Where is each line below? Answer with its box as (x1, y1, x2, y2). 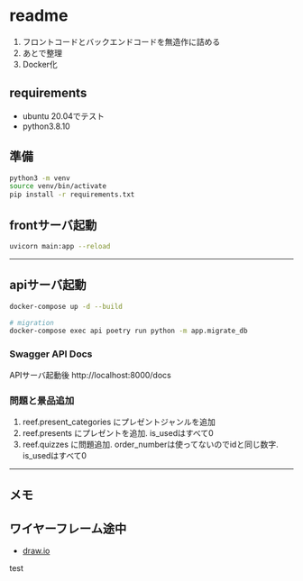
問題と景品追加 (9, 394, 75, 406)
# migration (9, 318, 54, 327)
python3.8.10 (22, 121, 70, 132)
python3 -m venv (9, 173, 70, 183)
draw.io (22, 546, 50, 557)
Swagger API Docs (9, 348, 93, 360)
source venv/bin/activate (9, 182, 106, 191)
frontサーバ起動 (9, 217, 97, 232)
